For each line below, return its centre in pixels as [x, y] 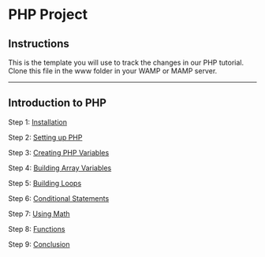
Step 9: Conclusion [39, 244]
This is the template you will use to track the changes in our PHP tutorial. [126, 62]
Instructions [39, 44]
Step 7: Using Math [39, 214]
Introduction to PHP [57, 103]
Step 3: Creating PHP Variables [59, 152]
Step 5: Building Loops [45, 183]
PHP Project [48, 15]
